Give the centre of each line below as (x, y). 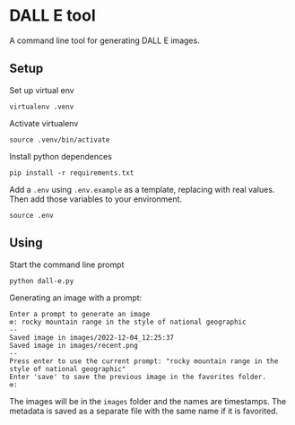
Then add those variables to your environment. (95, 199)
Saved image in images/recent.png (74, 345)
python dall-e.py (42, 281)
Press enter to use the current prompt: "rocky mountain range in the (144, 361)
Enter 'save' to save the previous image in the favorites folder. (138, 377)
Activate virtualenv (44, 123)
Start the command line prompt (67, 265)
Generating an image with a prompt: (76, 298)
